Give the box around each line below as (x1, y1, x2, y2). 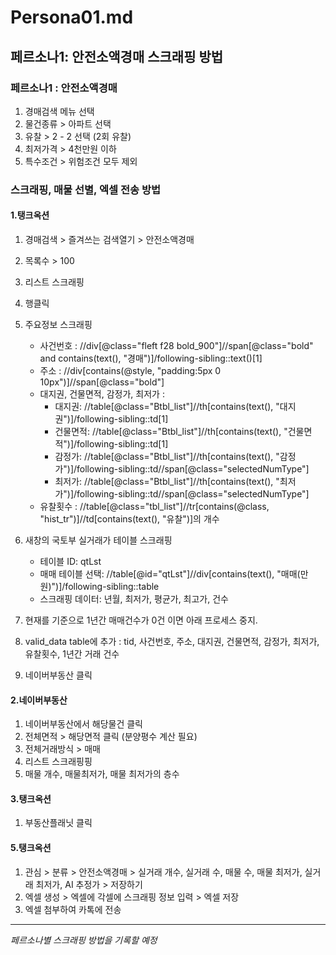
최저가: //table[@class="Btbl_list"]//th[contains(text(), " (54, 476, 280, 487)
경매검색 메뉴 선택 (24, 105, 95, 117)
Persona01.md (10, 6, 134, 29)
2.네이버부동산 (10, 694, 68, 706)
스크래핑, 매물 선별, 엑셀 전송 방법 (10, 182, 161, 196)
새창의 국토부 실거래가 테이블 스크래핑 (24, 534, 173, 546)
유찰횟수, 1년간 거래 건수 (24, 648, 120, 660)
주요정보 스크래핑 (24, 319, 93, 330)
